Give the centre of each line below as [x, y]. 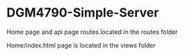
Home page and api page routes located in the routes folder [92, 32]
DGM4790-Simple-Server [83, 13]
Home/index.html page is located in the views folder [81, 45]
